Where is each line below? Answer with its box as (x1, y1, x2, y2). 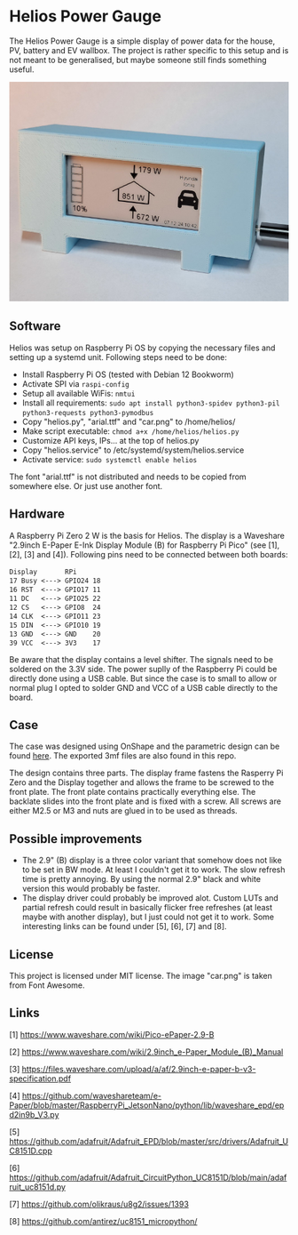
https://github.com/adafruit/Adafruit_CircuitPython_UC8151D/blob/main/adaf (9, 1172, 287, 1183)
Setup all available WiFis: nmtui (21, 388, 136, 398)
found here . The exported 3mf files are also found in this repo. (9, 750, 237, 761)
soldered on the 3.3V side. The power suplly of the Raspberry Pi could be (9, 663, 278, 674)
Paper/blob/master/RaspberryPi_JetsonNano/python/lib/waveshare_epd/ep (9, 1100, 285, 1111)
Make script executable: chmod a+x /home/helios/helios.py (21, 425, 239, 437)
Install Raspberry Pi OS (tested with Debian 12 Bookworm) (21, 369, 235, 380)
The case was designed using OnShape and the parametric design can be (9, 741, 280, 752)
